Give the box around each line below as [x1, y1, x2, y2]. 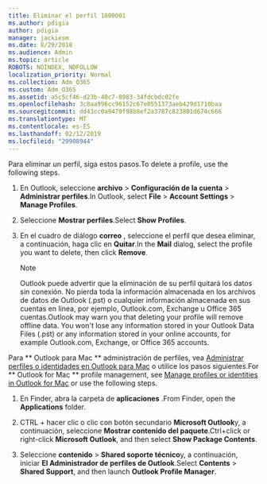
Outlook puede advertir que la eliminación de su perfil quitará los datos [19, 278, 253, 288]
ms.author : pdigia [8, 19, 69, 27]
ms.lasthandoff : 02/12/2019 [8, 130, 102, 137]
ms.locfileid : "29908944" [8, 137, 94, 145]
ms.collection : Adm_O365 [8, 78, 91, 86]
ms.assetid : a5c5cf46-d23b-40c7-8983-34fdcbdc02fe [8, 93, 180, 101]
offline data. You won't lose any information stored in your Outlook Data [19, 320, 254, 330]
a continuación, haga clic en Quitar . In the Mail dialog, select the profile [19, 239, 253, 249]
